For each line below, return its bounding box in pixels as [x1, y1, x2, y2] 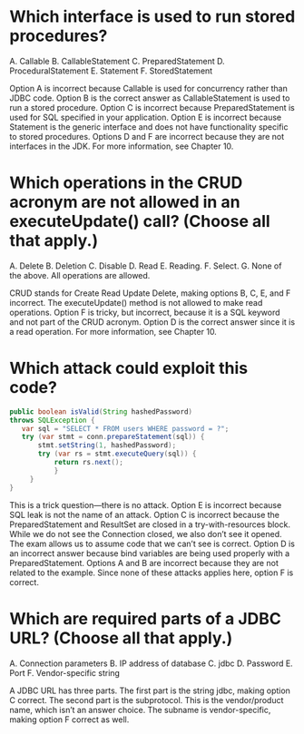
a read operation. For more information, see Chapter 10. [9, 326, 218, 337]
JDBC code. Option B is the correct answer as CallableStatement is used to [9, 93, 290, 103]
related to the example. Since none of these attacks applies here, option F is [9, 567, 294, 578]
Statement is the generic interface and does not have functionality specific [9, 121, 289, 132]
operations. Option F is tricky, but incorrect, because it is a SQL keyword [9, 307, 280, 318]
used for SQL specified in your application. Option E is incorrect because [9, 112, 282, 122]
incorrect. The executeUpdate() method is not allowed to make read [9, 297, 263, 308]
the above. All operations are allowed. [9, 269, 151, 280]
